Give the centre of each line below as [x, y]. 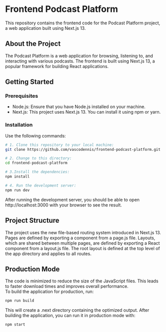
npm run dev [17, 190]
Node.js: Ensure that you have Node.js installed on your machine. [79, 107]
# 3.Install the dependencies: [37, 172]
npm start [15, 325]
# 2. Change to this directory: [38, 158]
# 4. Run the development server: [41, 185]
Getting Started [29, 82]
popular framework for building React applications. [57, 66]
